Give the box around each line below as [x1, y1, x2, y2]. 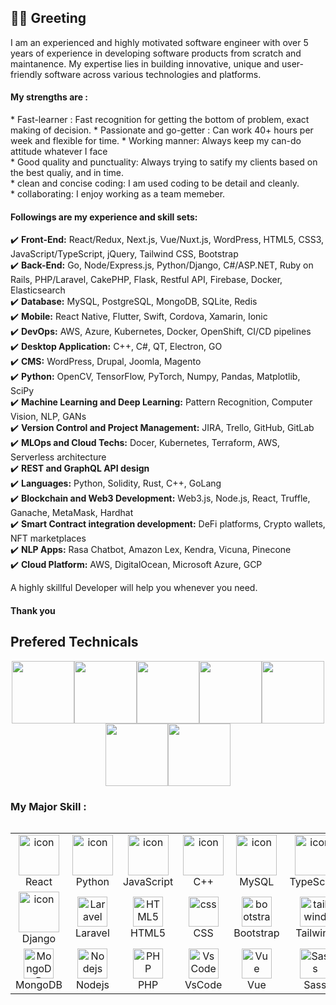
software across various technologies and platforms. [44, 68, 262, 80]
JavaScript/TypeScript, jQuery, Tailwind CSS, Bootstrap [10, 248, 239, 260]
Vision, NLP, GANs [10, 411, 87, 423]
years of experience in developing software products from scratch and [10, 47, 302, 59]
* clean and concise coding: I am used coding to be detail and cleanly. [10, 177, 300, 190]
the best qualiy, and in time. [10, 167, 124, 179]
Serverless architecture [10, 451, 107, 463]
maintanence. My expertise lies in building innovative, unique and [10, 57, 280, 70]
